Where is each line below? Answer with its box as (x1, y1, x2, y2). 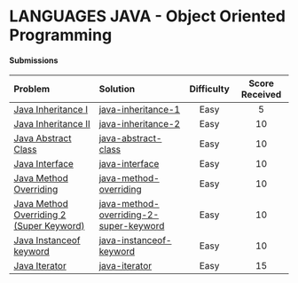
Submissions (9, 55, 59, 66)
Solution (98, 83, 136, 95)
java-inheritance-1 (98, 104, 180, 116)
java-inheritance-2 (98, 118, 180, 130)
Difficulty (189, 83, 231, 95)
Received (240, 89, 282, 101)
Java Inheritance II (13, 118, 90, 130)
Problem (13, 83, 51, 95)
